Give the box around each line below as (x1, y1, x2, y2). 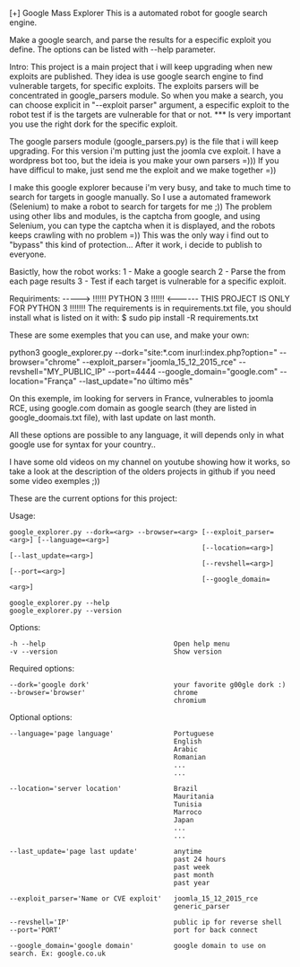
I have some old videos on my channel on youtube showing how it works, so (9, 457, 291, 467)
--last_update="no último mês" (78, 376, 193, 386)
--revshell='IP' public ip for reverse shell (9, 918, 282, 927)
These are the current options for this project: (9, 493, 177, 504)
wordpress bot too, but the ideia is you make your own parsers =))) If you (9, 155, 279, 165)
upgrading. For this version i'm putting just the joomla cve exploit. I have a (9, 145, 282, 156)
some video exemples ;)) (9, 476, 100, 486)
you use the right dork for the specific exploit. (9, 119, 178, 129)
